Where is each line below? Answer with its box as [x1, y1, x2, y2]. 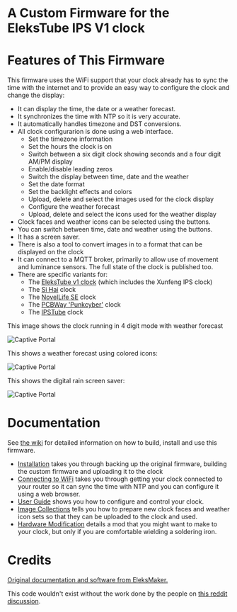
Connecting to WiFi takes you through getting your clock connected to [17, 475, 223, 483]
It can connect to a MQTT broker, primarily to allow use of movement [17, 255, 219, 263]
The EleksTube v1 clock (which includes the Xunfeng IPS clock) [28, 278, 213, 286]
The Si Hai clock [28, 285, 76, 294]
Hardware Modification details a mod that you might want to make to [17, 520, 218, 528]
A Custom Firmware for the [7, 5, 170, 21]
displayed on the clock [17, 248, 84, 256]
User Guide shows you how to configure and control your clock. [17, 497, 204, 506]
